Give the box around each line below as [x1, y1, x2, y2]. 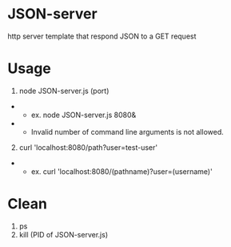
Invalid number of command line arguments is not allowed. [30, 127, 225, 136]
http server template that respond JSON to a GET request [7, 31, 197, 41]
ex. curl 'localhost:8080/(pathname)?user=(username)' [30, 166, 213, 176]
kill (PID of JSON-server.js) [18, 229, 109, 239]
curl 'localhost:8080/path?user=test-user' [18, 142, 157, 152]
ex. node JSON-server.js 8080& [30, 110, 137, 119]
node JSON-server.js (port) [18, 86, 110, 95]
